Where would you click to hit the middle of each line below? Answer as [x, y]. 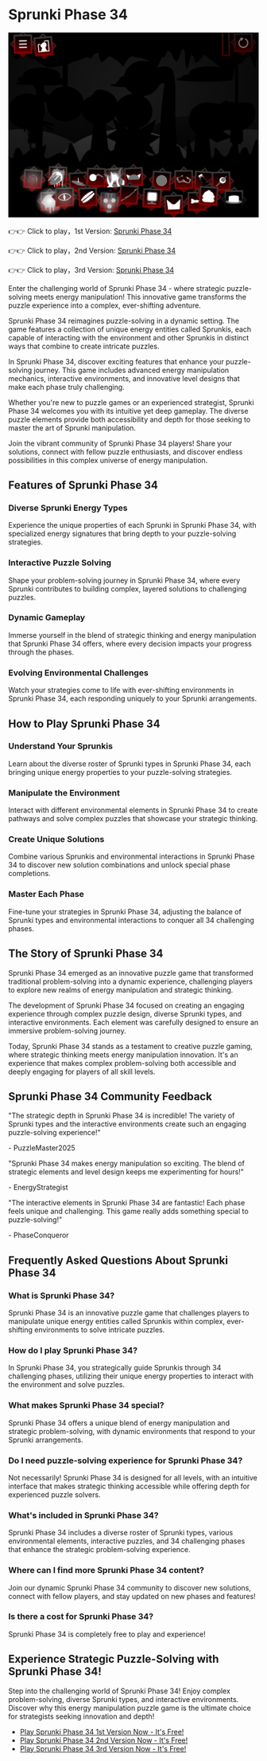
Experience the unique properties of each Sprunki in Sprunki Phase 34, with [132, 525]
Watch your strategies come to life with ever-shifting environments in [121, 690]
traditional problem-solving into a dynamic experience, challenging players [130, 981]
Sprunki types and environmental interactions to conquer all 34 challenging [131, 920]
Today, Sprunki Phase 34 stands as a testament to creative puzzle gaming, [130, 1046]
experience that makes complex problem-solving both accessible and [122, 1063]
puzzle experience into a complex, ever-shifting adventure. [104, 305]
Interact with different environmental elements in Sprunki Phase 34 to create [133, 810]
